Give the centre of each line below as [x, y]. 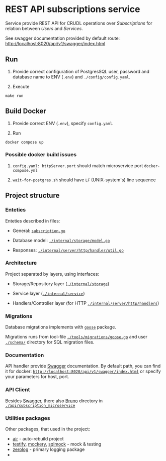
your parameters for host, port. [37, 377]
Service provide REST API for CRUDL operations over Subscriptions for [79, 23]
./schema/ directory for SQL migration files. [50, 342]
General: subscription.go [39, 230]
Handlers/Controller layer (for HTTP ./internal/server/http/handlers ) [86, 303]
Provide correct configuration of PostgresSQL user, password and [81, 71]
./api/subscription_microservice [40, 405]
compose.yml [25, 170]
